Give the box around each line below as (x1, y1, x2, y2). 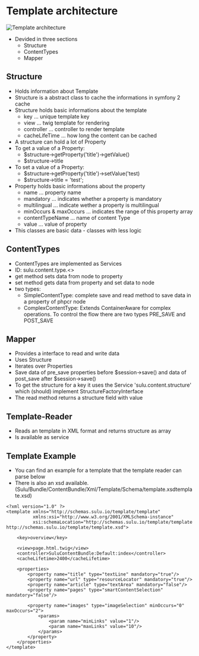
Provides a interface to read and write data (14, 350, 120, 357)
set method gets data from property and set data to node (14, 279, 154, 286)
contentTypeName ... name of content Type (23, 214, 131, 221)
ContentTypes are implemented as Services (14, 260, 122, 267)
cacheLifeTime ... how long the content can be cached (23, 132, 157, 139)
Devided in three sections (14, 35, 78, 42)
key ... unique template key (23, 113, 90, 120)
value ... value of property (23, 220, 87, 228)
